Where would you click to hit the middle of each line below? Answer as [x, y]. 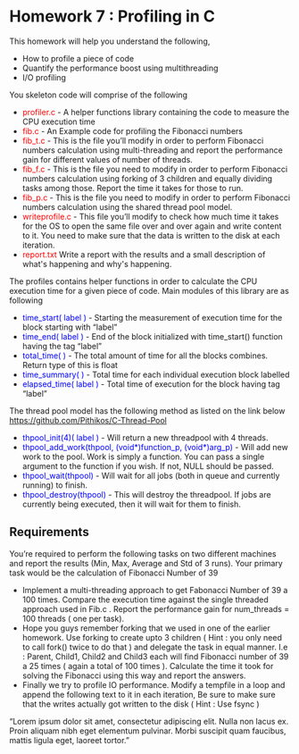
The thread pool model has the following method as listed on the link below [147, 411]
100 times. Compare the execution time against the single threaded [145, 599]
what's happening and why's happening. [97, 264]
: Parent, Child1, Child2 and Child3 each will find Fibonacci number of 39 [155, 656]
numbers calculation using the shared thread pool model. [127, 206]
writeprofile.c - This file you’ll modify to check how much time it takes [150, 216]
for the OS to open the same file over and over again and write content [152, 226]
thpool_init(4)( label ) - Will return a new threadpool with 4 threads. [145, 437]
